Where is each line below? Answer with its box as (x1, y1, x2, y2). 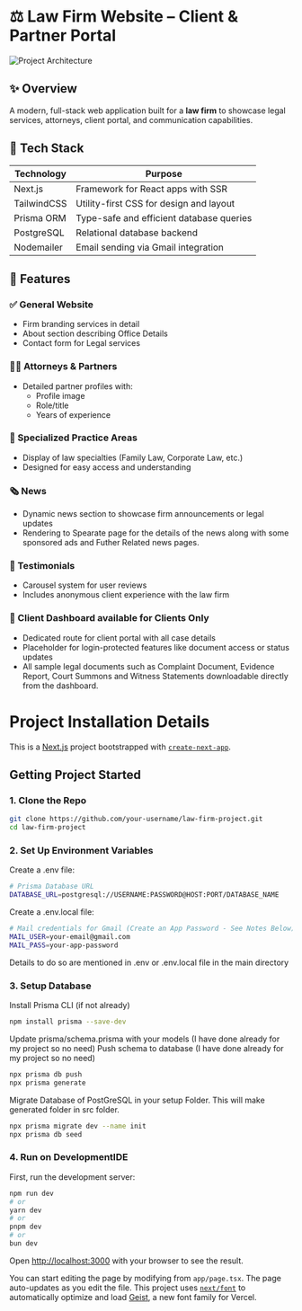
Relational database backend (75, 226, 199, 239)
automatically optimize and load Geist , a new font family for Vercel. (9, 1291, 258, 1302)
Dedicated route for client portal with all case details (22, 632, 216, 643)
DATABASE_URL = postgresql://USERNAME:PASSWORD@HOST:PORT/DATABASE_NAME (9, 890, 280, 899)
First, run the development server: (9, 1171, 136, 1183)
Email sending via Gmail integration (75, 241, 225, 253)
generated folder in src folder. (9, 1103, 120, 1115)
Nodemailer (13, 241, 63, 253)
